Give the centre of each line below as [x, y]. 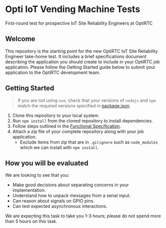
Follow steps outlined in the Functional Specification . [67, 126]
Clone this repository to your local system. [56, 115]
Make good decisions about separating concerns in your [70, 185]
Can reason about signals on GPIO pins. [53, 201]
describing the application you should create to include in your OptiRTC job [82, 62]
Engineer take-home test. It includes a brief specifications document [76, 56]
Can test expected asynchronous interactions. [60, 206]
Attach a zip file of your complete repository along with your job [78, 131]
